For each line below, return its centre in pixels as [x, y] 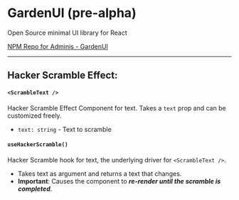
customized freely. [34, 116]
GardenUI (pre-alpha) [72, 13]
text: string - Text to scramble [64, 129]
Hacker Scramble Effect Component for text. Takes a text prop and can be [117, 108]
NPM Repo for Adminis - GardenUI [58, 46]
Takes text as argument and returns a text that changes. [100, 173]
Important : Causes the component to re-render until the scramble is [119, 181]
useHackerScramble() [38, 145]
